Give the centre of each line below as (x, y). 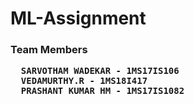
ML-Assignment (78, 18)
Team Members (49, 50)
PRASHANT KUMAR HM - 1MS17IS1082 (102, 91)
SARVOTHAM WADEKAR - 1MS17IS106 (100, 71)
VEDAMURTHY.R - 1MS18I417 (84, 81)
